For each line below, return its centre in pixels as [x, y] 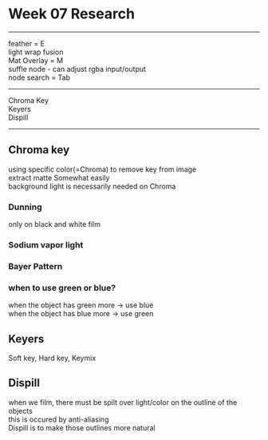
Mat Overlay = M [36, 60]
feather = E [27, 43]
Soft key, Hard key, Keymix [52, 358]
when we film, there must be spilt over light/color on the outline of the [123, 402]
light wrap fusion [36, 52]
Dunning [25, 207]
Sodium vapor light [46, 244]
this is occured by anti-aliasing [59, 419]
